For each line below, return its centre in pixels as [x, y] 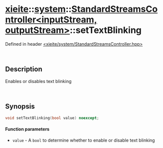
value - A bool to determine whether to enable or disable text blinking [84, 140]
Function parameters [27, 129]
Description [24, 69]
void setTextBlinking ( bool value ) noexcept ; [52, 118]
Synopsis [20, 107]
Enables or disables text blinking [38, 81]
